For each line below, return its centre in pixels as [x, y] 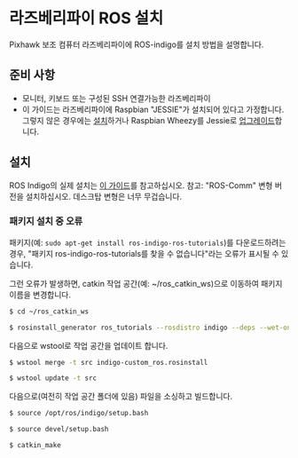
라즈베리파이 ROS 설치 [86, 18]
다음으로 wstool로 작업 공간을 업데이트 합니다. [89, 345]
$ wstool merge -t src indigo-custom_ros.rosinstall [109, 362]
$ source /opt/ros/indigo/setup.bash [79, 414]
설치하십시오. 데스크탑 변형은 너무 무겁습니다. [104, 196]
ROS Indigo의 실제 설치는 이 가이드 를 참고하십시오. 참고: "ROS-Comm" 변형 [141, 185]
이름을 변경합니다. [40, 295]
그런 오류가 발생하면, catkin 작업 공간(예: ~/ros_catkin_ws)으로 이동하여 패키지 [146, 283]
